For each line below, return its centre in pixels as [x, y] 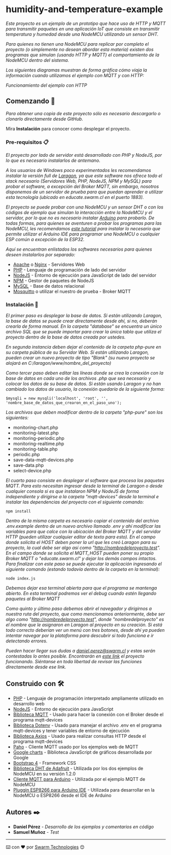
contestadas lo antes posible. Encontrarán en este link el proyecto [75, 656]
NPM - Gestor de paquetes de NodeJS [54, 281]
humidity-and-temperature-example [84, 9]
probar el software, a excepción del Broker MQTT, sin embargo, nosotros [82, 187]
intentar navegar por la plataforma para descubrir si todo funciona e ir [80, 636]
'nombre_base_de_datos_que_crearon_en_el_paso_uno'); [64, 403]
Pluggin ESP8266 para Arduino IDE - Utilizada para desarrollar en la [84, 790]
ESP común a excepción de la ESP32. [45, 240]
